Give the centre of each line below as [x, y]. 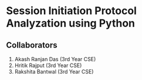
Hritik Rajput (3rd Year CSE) [48, 65]
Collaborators [32, 45]
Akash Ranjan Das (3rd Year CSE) [55, 59]
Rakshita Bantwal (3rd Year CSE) [54, 71]
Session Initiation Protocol [71, 11]
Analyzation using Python [70, 23]
